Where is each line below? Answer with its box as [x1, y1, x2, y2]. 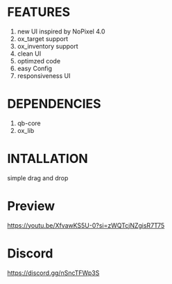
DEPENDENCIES [7, 96, 102, 112]
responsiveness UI [17, 71, 71, 80]
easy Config [17, 64, 53, 72]
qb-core [17, 119, 41, 127]
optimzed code [17, 56, 61, 65]
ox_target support [17, 34, 68, 42]
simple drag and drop [7, 173, 69, 182]
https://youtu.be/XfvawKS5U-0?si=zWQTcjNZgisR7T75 [7, 221, 165, 230]
